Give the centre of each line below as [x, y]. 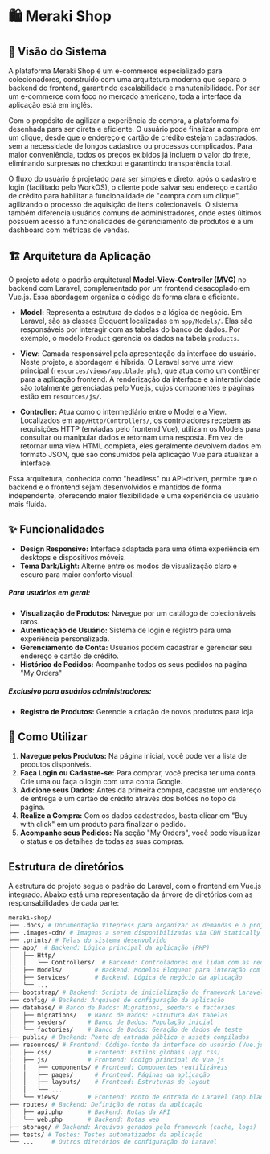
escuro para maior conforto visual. [77, 574]
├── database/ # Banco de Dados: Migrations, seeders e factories [122, 1007]
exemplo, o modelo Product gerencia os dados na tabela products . [129, 338]
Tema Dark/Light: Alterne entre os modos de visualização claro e [128, 566]
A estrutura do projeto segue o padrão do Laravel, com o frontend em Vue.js [135, 886]
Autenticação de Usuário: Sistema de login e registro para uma [125, 630]
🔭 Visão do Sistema [57, 51]
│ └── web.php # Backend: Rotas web [84, 1119]
